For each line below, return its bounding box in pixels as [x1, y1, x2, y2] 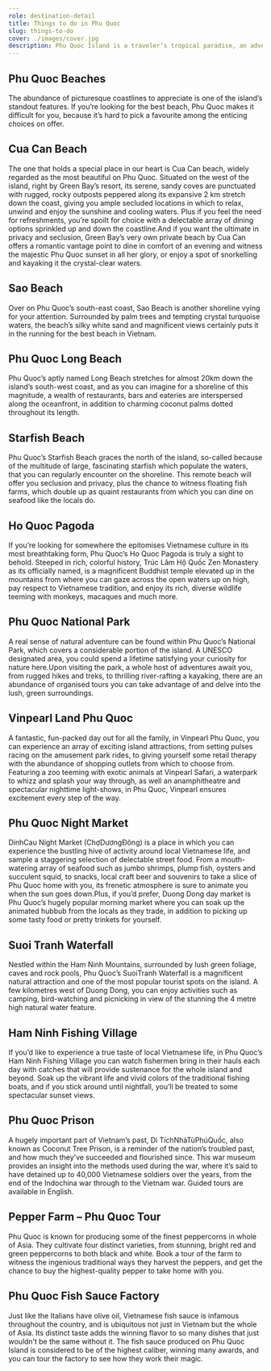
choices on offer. [8, 119, 65, 128]
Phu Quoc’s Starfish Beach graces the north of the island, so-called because [8, 453, 263, 463]
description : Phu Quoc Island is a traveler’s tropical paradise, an [8, 42, 248, 50]
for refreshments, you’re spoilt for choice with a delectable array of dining [8, 215, 254, 224]
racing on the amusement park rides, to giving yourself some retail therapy [8, 750, 256, 760]
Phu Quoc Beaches [8, 72, 106, 86]
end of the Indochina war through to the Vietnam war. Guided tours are [8, 1178, 244, 1188]
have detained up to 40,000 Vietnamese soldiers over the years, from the [8, 1169, 252, 1179]
